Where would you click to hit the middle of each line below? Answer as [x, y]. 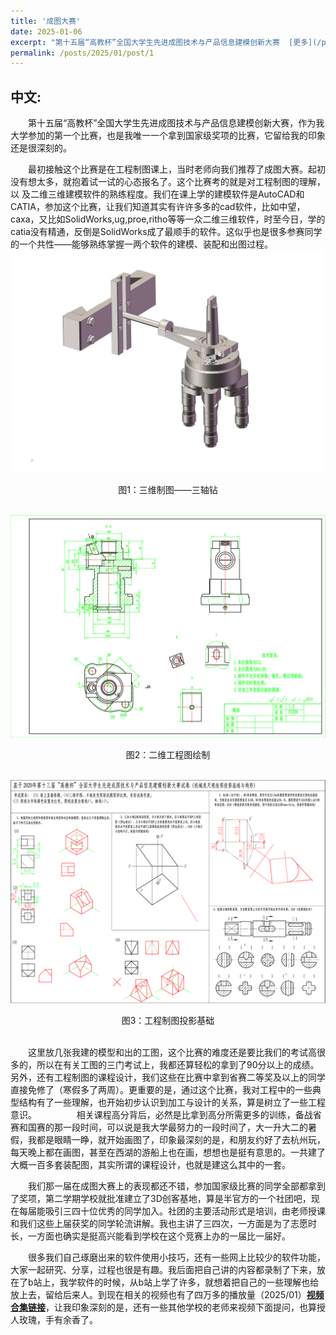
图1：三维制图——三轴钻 [168, 489]
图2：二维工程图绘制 [168, 755]
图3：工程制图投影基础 [168, 1020]
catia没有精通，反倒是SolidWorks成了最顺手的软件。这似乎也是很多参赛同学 [166, 232]
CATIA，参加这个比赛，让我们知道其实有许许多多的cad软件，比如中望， [158, 207]
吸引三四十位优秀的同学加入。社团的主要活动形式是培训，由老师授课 [185, 1211]
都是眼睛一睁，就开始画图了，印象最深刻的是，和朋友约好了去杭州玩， [181, 1139]
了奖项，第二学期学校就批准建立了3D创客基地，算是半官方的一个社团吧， [161, 1198]
